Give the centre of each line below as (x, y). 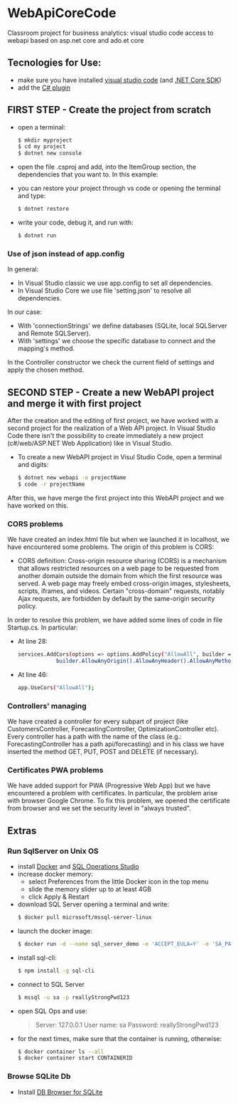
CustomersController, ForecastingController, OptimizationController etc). (113, 729)
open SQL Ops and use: (52, 1011)
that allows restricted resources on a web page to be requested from (118, 568)
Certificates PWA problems (55, 770)
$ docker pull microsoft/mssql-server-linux (85, 917)
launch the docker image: (55, 931)
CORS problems (36, 523)
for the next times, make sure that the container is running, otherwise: (120, 1038)
